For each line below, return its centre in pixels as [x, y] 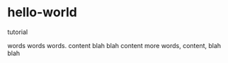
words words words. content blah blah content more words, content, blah [114, 45]
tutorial [18, 32]
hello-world [42, 12]
